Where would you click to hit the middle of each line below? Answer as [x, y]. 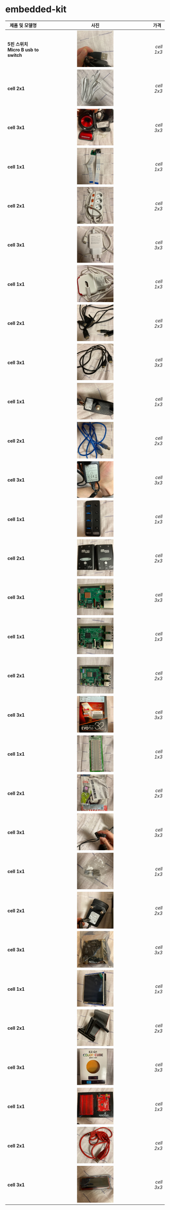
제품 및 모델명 [23, 25]
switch [15, 55]
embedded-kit [36, 9]
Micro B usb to [23, 50]
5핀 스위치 [18, 44]
